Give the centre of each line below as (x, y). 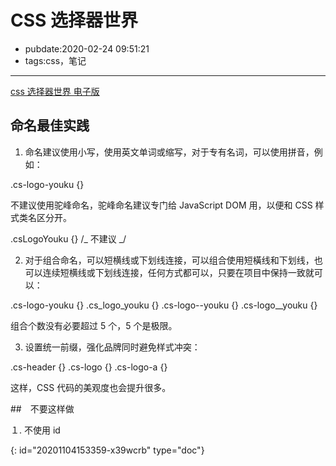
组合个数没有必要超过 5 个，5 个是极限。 (94, 325)
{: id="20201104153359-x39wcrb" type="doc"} (107, 450)
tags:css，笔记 (55, 60)
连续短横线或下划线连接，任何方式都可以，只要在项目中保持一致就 (178, 272)
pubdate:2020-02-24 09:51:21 (87, 48)
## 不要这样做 (42, 408)
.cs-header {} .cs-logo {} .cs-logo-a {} (89, 367)
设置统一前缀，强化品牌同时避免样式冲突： (112, 347)
